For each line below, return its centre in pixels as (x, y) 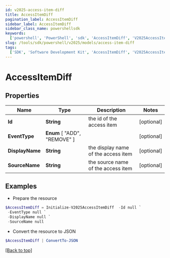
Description (111, 110)
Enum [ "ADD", (63, 133)
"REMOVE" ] (60, 139)
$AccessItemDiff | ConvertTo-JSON (42, 240)
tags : (11, 47)
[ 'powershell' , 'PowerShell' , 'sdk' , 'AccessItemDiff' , (70, 38)
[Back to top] (19, 250)
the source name (108, 162)
